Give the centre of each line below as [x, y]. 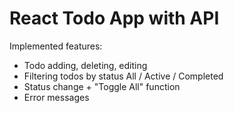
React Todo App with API [114, 18]
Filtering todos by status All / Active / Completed [123, 76]
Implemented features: [56, 46]
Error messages [56, 97]
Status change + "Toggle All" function [102, 86]
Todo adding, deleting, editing [85, 65]
